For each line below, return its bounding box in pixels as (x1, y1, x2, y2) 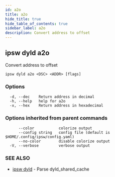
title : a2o (5, 12, 28, 17)
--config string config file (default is (18, 130, 111, 135)
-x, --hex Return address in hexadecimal (9, 103, 104, 108)
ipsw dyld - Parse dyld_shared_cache (12, 166, 90, 172)
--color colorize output (18, 126, 93, 131)
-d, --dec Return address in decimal (9, 94, 95, 99)
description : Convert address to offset (5, 30, 91, 35)
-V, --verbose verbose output (9, 143, 91, 148)
